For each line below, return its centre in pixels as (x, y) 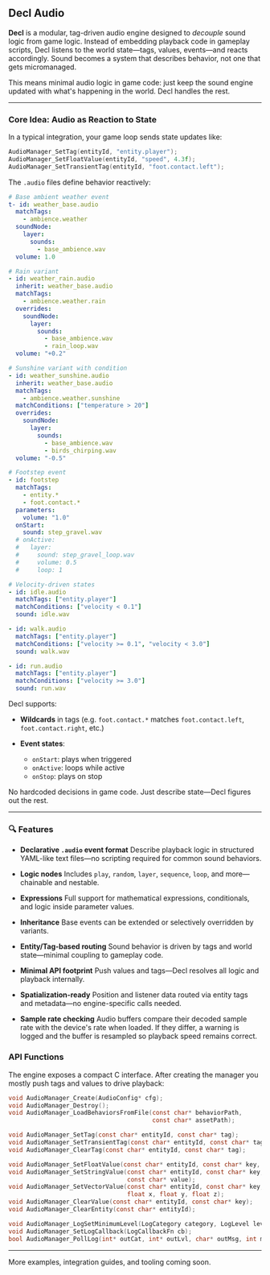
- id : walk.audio (37, 629)
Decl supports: (33, 704)
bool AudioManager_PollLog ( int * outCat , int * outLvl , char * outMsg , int (133, 1239)
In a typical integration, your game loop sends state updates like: (115, 137)
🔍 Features (31, 830)
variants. (35, 931)
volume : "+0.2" (41, 354)
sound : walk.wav (43, 652)
